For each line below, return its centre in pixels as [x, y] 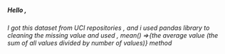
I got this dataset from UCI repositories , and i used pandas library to [109, 28]
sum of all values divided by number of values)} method [90, 43]
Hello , [17, 10]
